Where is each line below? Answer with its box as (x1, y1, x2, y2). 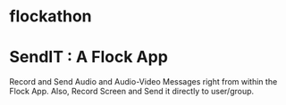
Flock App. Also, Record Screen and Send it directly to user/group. (9, 86, 255, 97)
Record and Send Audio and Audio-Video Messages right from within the (9, 77, 278, 87)
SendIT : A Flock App (9, 47, 168, 68)
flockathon (9, 6, 92, 27)
